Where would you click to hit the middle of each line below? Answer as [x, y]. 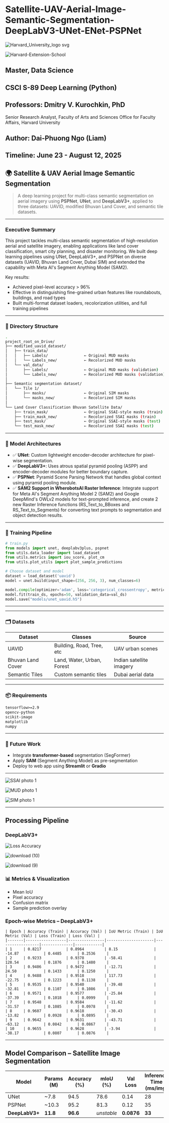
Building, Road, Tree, [78, 645]
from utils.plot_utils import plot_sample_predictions [64, 562]
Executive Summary [30, 230]
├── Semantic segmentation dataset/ [44, 384]
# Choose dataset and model [35, 571]
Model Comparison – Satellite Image [63, 1054]
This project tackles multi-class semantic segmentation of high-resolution [82, 240]
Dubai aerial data [134, 674]
